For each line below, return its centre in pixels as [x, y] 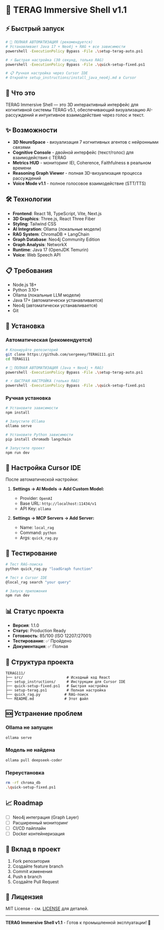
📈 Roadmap [24, 803]
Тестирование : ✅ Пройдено [42, 641]
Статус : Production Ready [39, 631]
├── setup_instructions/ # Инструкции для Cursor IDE [65, 682]
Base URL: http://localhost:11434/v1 [58, 504]
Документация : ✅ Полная [40, 646]
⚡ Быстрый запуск [35, 28]
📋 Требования [29, 270]
